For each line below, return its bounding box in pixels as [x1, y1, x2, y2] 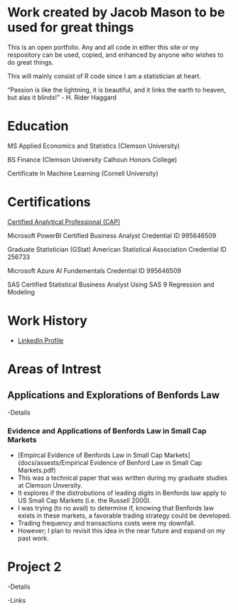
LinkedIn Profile [17, 336, 64, 345]
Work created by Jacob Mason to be [7, 4, 225, 21]
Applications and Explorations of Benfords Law [7, 389, 220, 402]
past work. [17, 534, 50, 542]
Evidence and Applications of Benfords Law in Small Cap [7, 426, 207, 436]
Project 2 [7, 559, 62, 575]
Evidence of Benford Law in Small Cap [90, 459, 202, 467]
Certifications [7, 194, 91, 210]
